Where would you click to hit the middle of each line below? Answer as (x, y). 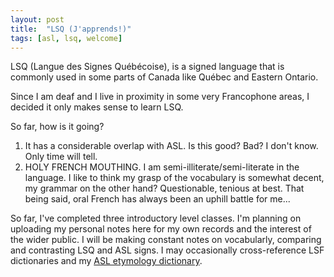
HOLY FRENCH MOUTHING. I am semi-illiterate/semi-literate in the (162, 167)
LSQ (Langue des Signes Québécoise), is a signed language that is (147, 67)
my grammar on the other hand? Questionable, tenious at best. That (164, 188)
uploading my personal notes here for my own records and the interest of (161, 229)
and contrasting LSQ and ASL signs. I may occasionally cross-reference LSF (167, 250)
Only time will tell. (61, 157)
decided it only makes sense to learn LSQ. (97, 107)
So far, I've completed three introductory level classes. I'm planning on (156, 218)
